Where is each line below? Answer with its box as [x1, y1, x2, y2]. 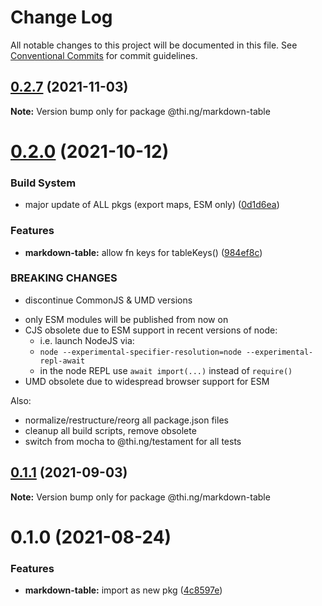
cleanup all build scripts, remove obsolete [24, 424, 197, 436]
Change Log [10, 6, 113, 29]
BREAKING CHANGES [10, 271, 118, 285]
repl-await [39, 356, 86, 366]
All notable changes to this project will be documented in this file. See [10, 39, 298, 51]
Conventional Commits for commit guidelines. [10, 49, 198, 61]
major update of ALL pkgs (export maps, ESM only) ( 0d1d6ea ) [24, 199, 280, 211]
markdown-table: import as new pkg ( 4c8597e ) [24, 584, 223, 596]
